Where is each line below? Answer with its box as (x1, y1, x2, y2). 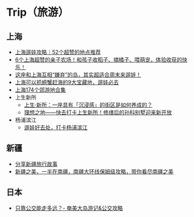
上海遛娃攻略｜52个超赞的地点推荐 (14, 49, 101, 55)
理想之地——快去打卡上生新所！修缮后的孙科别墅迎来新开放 (23, 109, 172, 116)
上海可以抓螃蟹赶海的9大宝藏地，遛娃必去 (14, 79, 119, 86)
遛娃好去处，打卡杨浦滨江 (23, 124, 88, 131)
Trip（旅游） (6, 5, 69, 19)
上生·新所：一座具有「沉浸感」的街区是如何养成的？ (23, 101, 152, 108)
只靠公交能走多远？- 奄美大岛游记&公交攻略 (14, 204, 124, 212)
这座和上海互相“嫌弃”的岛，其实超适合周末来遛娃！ (14, 71, 142, 78)
